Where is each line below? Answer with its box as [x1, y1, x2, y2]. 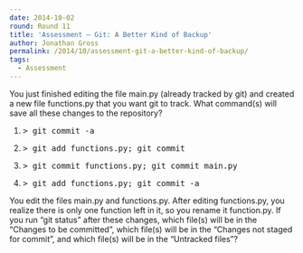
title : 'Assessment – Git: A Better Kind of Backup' [9, 30, 213, 39]
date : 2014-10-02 [9, 13, 75, 23]
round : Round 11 [9, 22, 71, 31]
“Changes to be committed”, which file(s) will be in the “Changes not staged [9, 223, 293, 235]
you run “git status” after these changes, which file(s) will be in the [9, 214, 258, 225]
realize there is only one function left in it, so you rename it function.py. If [9, 204, 282, 215]
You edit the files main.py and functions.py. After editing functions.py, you [9, 195, 285, 206]
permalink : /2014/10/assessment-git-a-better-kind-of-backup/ [9, 47, 249, 56]
